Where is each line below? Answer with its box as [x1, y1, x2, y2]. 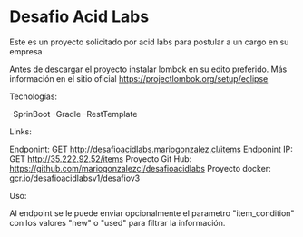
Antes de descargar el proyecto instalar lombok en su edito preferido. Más [9, 64, 288, 74]
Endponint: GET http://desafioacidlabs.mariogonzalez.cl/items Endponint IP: [9, 143, 293, 154]
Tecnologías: [9, 91, 57, 102]
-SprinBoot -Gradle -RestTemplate [9, 108, 138, 119]
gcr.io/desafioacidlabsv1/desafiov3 [9, 173, 141, 183]
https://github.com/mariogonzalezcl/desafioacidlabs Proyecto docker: [9, 163, 271, 173]
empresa [9, 45, 43, 56]
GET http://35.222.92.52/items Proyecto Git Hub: [9, 153, 192, 164]
